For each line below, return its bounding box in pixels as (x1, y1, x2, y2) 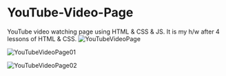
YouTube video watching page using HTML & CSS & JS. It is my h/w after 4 (7, 27, 220, 36)
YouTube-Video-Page (7, 5, 134, 21)
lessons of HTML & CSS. (7, 34, 77, 42)
